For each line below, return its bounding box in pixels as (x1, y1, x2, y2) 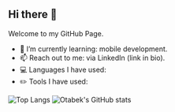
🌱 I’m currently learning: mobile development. (19, 44, 168, 54)
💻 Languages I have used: (19, 65, 106, 74)
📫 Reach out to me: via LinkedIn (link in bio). (19, 53, 166, 62)
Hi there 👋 (8, 8, 58, 21)
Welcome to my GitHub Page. (8, 28, 104, 38)
